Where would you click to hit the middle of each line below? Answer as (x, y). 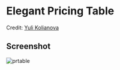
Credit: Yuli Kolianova (32, 28)
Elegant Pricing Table (60, 11)
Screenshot (28, 46)
